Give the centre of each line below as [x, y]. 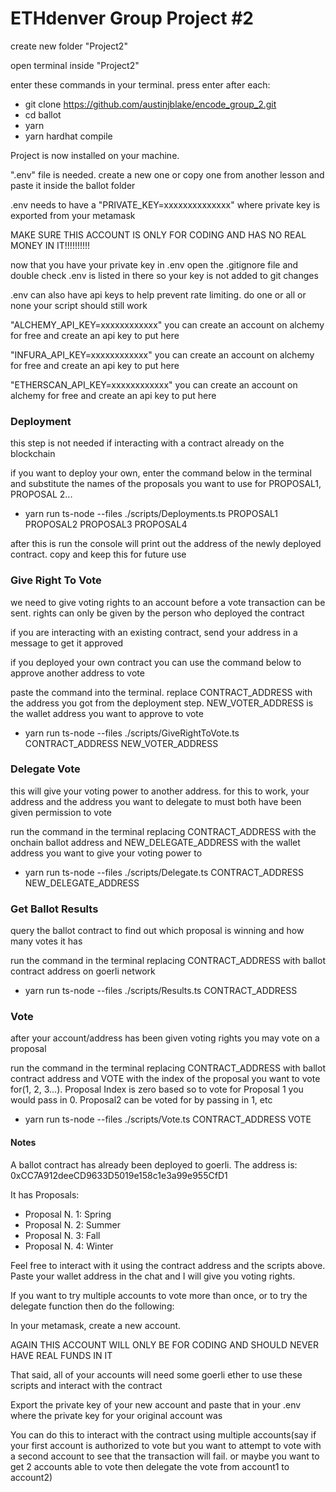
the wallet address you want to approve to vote [107, 713]
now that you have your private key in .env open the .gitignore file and [154, 264]
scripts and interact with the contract [86, 1385]
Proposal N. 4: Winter [69, 1246]
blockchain [33, 454]
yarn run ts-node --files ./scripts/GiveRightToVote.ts [132, 733]
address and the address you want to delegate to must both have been [156, 801]
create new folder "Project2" [69, 46]
